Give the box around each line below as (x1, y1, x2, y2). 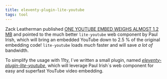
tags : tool (5, 12, 28, 17)
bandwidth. (5, 47, 29, 53)
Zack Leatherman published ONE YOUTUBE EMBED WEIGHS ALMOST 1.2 (5, 26, 159, 32)
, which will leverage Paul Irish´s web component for (45, 62, 154, 68)
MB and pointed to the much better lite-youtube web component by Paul (5, 31, 158, 37)
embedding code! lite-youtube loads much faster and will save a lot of (5, 42, 153, 48)
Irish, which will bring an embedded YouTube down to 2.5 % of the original (5, 36, 160, 43)
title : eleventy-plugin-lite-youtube (5, 7, 85, 13)
